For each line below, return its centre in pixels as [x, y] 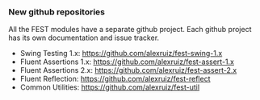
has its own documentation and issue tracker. [84, 38]
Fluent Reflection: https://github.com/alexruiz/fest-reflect [115, 79]
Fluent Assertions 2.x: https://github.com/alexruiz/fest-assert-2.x [128, 70]
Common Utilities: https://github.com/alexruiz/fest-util [110, 87]
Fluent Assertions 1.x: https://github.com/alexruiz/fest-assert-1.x [127, 62]
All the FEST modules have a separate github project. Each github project [130, 30]
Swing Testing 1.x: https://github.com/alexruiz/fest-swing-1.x [121, 54]
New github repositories [57, 12]
